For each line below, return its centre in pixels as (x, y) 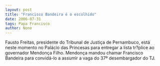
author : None (19, 28)
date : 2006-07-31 (23, 19)
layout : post (19, 10)
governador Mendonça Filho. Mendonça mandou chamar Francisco (74, 53)
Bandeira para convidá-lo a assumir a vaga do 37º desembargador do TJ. (80, 58)
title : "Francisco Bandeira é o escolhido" (51, 14)
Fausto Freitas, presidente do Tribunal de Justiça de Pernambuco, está (78, 42)
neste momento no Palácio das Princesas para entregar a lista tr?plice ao (80, 48)
